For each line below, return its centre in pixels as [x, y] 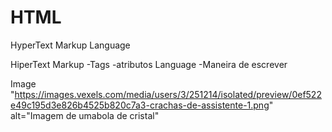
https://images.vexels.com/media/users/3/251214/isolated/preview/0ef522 [168, 94]
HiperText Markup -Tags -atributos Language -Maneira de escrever [149, 64]
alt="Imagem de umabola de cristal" [85, 115]
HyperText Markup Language [70, 45]
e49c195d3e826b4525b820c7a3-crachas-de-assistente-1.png [140, 105]
